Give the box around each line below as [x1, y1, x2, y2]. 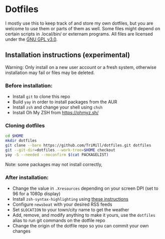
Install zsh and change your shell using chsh [12, 104, 103, 110]
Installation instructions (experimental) [5, 51, 130, 59]
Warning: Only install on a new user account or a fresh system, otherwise [5, 64, 156, 70]
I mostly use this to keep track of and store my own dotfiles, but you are [5, 20, 153, 26]
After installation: [5, 174, 49, 181]
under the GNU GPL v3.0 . [5, 36, 58, 42]
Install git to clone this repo [12, 94, 70, 100]
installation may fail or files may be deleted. [5, 69, 95, 75]
